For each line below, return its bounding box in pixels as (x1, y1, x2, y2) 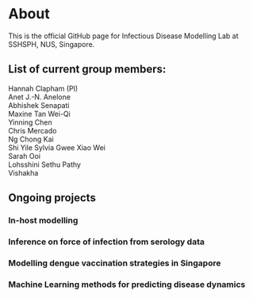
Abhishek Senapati (8, 100, 70, 110)
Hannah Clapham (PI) (8, 83, 79, 93)
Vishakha (8, 168, 39, 177)
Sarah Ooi (8, 151, 41, 161)
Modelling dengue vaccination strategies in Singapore (8, 257, 221, 269)
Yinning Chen (8, 117, 53, 127)
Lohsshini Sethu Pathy (8, 160, 82, 169)
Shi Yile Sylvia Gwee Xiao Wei (8, 142, 105, 152)
